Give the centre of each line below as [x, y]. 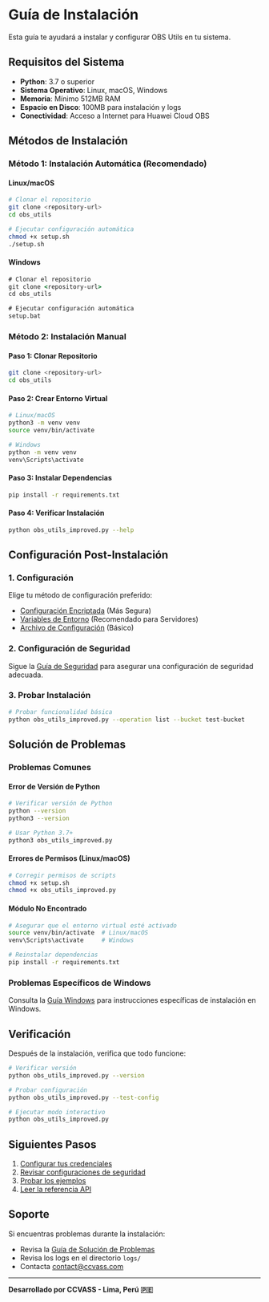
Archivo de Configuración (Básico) [77, 628]
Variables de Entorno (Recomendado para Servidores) [109, 619]
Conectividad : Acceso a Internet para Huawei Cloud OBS [114, 116]
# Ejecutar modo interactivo [57, 1112]
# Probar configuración [48, 1090]
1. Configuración [41, 578]
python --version [37, 811]
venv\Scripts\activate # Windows [71, 940]
